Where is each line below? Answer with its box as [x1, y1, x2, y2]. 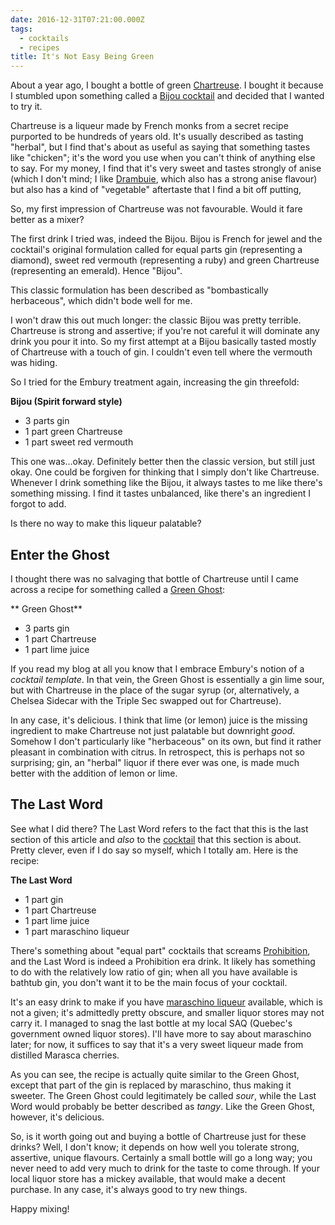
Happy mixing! [10, 1202, 70, 1215]
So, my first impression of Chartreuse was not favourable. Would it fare [10, 203, 303, 215]
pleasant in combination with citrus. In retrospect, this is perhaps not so [10, 746, 305, 758]
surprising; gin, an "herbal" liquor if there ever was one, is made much [10, 756, 300, 768]
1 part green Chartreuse [24, 426, 123, 438]
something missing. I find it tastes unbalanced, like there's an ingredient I [10, 487, 312, 500]
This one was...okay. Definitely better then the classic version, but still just [10, 456, 316, 468]
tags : [10, 24, 33, 34]
